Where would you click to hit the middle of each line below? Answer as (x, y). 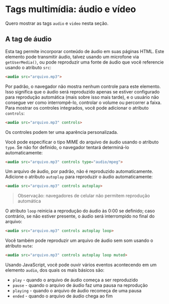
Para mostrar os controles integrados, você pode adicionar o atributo (77, 108)
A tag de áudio (29, 39)
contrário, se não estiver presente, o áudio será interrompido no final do (80, 216)
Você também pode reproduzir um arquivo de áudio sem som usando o (79, 240)
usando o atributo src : (28, 67)
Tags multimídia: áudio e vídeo (71, 9)
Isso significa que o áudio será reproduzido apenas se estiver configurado (82, 91)
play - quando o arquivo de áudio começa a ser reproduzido (75, 280)
